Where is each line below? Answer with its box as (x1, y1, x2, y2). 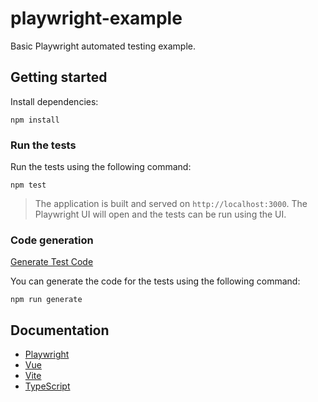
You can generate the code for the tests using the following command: (10, 275, 301, 287)
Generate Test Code (10, 256, 94, 268)
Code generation (10, 233, 94, 247)
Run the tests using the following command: (10, 161, 192, 173)
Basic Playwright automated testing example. (10, 40, 196, 52)
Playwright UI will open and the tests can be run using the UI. (34, 208, 287, 221)
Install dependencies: (10, 95, 99, 107)
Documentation (10, 322, 110, 339)
